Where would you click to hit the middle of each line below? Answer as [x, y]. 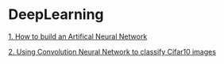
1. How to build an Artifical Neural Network [78, 36]
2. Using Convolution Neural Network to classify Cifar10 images [112, 51]
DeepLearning [56, 15]
